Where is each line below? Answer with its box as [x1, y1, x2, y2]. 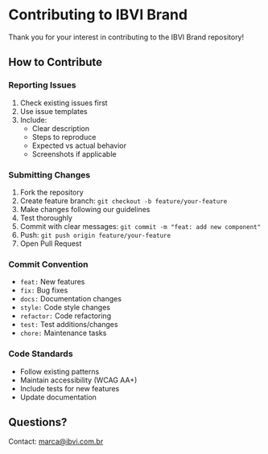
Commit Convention [8, 259, 89, 270]
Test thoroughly [19, 213, 72, 223]
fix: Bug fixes [19, 285, 68, 295]
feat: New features [19, 277, 85, 287]
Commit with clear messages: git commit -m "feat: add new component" [19, 221, 262, 231]
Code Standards [8, 348, 74, 359]
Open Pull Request [19, 239, 82, 248]
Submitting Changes [8, 169, 91, 180]
